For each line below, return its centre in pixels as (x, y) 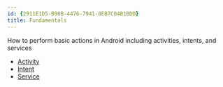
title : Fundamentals (37, 20)
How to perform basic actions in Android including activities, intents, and (112, 40)
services (20, 48)
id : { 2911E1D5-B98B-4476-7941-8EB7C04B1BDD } (73, 14)
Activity (28, 61)
